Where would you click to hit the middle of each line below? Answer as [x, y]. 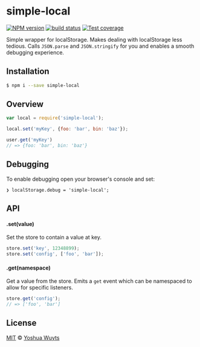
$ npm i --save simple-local [43, 85]
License [21, 323]
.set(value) [20, 224]
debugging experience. [35, 52]
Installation [28, 72]
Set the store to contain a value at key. [54, 238]
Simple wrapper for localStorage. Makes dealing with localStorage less [94, 39]
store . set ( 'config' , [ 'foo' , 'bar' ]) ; [55, 254]
